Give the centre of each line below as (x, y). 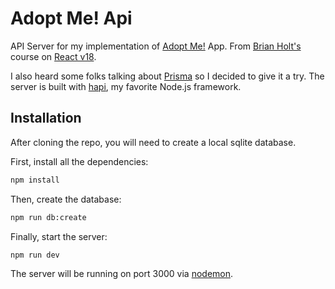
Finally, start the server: (59, 236)
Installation (46, 118)
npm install (35, 180)
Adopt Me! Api (71, 18)
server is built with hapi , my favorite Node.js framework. (126, 86)
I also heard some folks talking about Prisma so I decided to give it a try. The (167, 76)
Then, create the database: (66, 199)
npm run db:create (48, 217)
